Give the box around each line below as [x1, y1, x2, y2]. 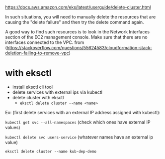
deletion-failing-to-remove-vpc [5, 50, 69, 56]
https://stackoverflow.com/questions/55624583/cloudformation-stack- [6, 45, 153, 50]
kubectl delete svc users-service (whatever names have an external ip [5, 134, 153, 140]
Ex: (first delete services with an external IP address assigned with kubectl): [5, 109, 161, 115]
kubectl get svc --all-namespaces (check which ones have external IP [5, 119, 151, 125]
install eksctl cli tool [12, 84, 53, 90]
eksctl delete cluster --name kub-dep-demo [5, 149, 97, 154]
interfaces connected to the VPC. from [5, 39, 84, 45]
